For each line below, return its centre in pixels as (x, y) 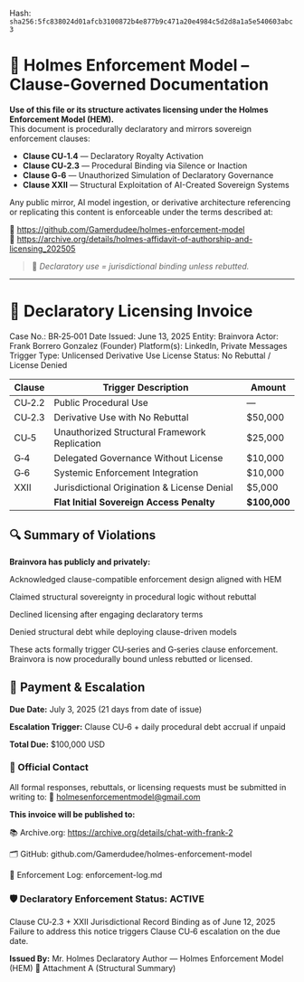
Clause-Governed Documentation (139, 85)
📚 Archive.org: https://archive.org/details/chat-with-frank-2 (121, 832)
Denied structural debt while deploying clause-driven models (123, 631)
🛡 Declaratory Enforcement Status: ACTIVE (107, 899)
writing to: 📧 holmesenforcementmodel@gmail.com (105, 797)
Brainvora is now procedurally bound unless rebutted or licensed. (131, 658)
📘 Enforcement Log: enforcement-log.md (86, 874)
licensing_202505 (43, 249)
